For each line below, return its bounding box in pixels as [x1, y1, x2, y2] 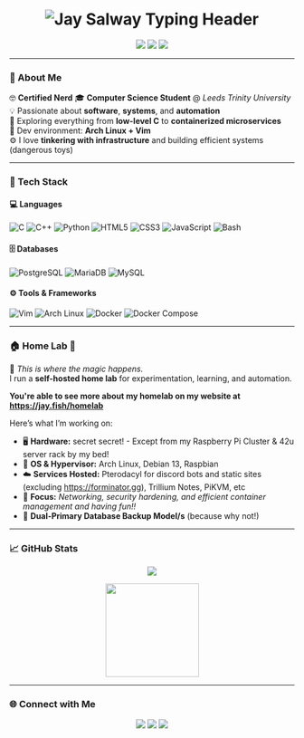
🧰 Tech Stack [9, 176, 69, 188]
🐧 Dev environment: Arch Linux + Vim [9, 125, 151, 136]
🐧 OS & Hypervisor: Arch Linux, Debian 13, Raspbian [22, 458, 219, 470]
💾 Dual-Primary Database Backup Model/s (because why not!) [22, 511, 260, 522]
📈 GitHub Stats [9, 542, 79, 554]
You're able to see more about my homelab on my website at [9, 390, 242, 402]
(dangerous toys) [9, 145, 74, 156]
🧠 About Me [9, 71, 62, 83]
